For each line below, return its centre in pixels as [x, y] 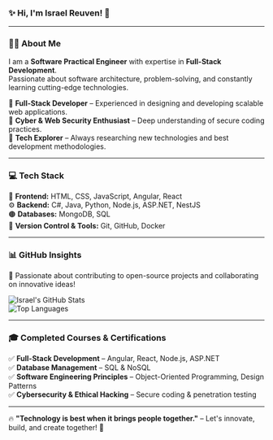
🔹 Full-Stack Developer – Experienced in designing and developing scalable [136, 103]
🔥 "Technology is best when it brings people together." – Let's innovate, [132, 419]
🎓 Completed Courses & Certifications [87, 338]
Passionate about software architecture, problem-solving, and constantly [131, 78]
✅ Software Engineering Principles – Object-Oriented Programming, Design [136, 377]
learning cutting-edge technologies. [68, 87]
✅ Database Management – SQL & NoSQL [80, 368]
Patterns [23, 386]
